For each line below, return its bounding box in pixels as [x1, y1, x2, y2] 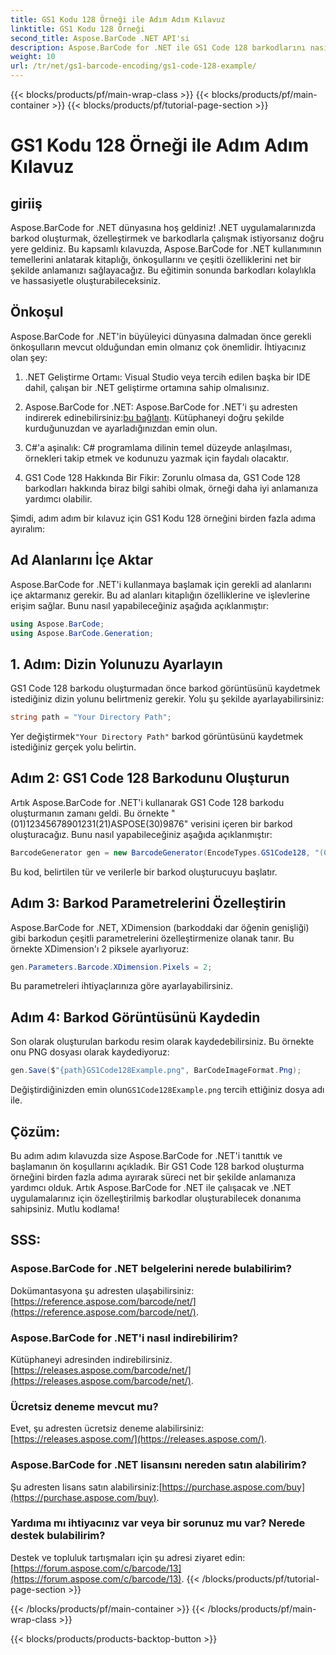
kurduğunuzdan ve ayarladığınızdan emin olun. [24, 422, 218, 434]
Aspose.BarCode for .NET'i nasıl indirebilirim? [10, 1331, 239, 1345]
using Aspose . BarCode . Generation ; [10, 628, 155, 638]
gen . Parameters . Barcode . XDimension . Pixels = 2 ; [10, 962, 213, 972]
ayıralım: [10, 522, 46, 535]
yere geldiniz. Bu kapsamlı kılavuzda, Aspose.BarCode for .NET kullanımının [10, 243, 322, 255]
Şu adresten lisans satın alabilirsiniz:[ [10, 1481, 163, 1493]
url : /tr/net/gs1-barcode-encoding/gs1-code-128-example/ [10, 61, 257, 71]
